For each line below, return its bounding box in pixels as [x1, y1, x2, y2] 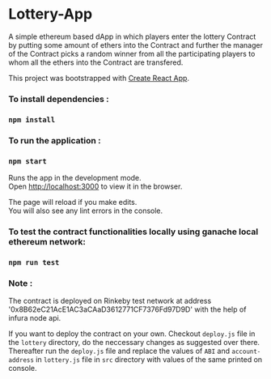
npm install [8, 115, 56, 124]
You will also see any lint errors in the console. [8, 206, 163, 215]
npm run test [8, 258, 60, 267]
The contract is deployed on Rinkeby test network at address [8, 296, 212, 306]
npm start [8, 156, 47, 166]
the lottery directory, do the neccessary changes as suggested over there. [8, 338, 260, 347]
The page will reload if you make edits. [8, 198, 138, 207]
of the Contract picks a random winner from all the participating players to [8, 49, 256, 58]
